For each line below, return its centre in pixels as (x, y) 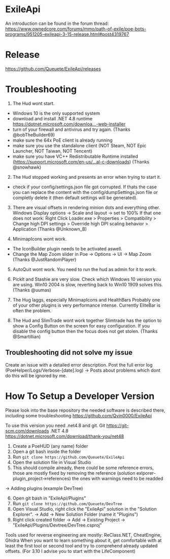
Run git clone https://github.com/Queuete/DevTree (67, 503)
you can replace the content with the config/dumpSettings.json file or (85, 192)
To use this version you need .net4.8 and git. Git (55, 425)
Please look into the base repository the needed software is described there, (85, 410)
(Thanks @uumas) (32, 290)
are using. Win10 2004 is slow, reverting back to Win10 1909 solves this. (88, 284)
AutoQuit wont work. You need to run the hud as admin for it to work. (84, 269)
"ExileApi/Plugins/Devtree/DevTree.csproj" (57, 525)
